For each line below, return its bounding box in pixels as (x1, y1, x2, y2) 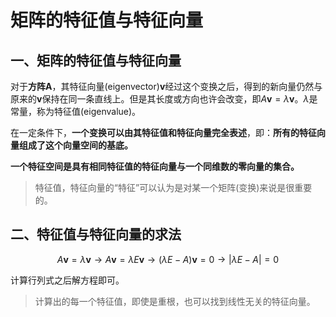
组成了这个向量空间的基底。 (18, 139, 133, 151)
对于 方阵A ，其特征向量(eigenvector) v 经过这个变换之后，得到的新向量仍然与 (10, 81, 323, 92)
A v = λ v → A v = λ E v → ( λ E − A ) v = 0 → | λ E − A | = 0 (56, 253, 280, 265)
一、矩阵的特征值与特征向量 (10, 52, 182, 69)
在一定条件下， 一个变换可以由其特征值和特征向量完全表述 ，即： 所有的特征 (10, 127, 317, 138)
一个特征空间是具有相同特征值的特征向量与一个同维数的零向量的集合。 (10, 161, 300, 172)
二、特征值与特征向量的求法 (10, 226, 182, 243)
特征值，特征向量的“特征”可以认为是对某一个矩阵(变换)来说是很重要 (34, 182, 313, 193)
